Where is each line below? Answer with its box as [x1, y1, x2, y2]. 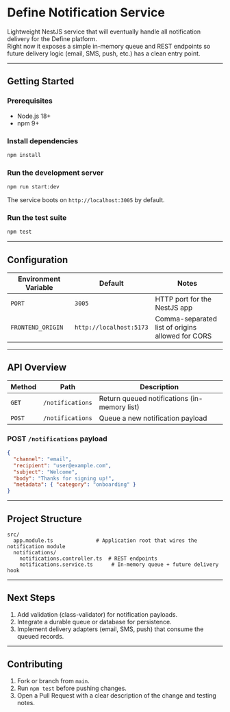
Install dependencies [7, 136, 79, 145]
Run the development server [7, 168, 104, 177]
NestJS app [155, 303, 193, 312]
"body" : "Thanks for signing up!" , [13, 475, 115, 482]
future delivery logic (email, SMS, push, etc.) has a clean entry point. [7, 49, 201, 58]
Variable [25, 282, 53, 292]
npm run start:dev [7, 184, 60, 191]
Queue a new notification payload [99, 413, 207, 423]
